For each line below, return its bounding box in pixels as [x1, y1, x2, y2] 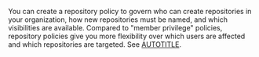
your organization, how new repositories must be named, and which [8, 15, 228, 24]
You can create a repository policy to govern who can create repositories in [8, 7, 252, 16]
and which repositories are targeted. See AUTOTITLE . [8, 40, 182, 49]
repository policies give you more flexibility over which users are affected [8, 31, 246, 41]
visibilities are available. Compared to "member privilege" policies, [8, 23, 223, 32]
